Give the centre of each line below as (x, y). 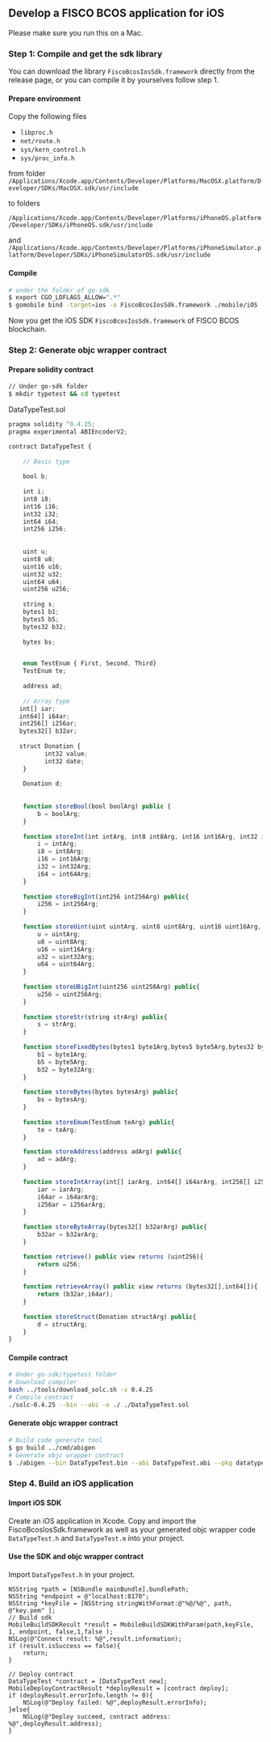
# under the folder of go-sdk (59, 290)
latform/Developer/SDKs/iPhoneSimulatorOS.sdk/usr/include (110, 255)
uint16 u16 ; (43, 567)
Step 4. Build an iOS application (71, 1483)
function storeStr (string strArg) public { (95, 1017)
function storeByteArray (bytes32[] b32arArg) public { (115, 1227)
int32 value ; (66, 754)
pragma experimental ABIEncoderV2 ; (68, 432)
